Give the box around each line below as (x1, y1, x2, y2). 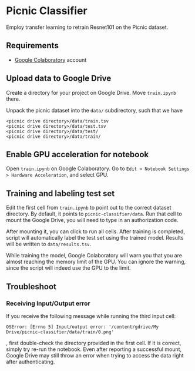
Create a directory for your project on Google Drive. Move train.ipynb (6, 89, 176, 96)
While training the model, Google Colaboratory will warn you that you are (6, 252, 182, 259)
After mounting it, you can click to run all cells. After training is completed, (6, 228, 185, 235)
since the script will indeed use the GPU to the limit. (6, 264, 131, 271)
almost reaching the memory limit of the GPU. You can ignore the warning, (6, 258, 186, 266)
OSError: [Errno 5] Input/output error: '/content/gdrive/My (6, 324, 159, 330)
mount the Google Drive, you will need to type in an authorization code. (6, 217, 179, 224)
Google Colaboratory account (14, 56, 87, 63)
